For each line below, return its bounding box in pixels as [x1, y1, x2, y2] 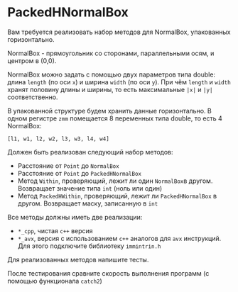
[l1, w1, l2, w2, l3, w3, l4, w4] [7, 135, 110, 142]
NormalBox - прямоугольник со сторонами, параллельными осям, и [7, 49, 215, 57]
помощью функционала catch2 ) [7, 276, 103, 285]
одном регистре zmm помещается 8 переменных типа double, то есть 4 [7, 114, 222, 123]
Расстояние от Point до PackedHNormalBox [17, 169, 142, 177]
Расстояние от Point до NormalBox [17, 161, 119, 170]
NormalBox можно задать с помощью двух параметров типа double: [7, 70, 215, 79]
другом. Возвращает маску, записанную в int [17, 199, 158, 208]
